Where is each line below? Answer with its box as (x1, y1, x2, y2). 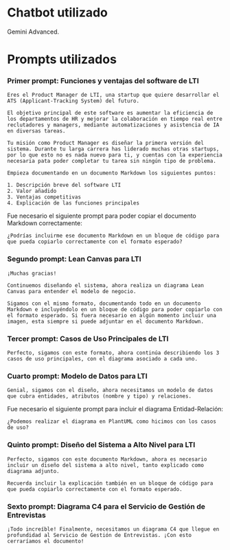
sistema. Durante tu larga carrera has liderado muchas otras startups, (7, 146, 220, 152)
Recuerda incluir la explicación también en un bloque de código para (7, 479, 214, 487)
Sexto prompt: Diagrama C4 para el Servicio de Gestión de (7, 501, 206, 511)
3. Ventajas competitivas (7, 194, 81, 200)
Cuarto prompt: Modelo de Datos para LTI (7, 371, 148, 380)
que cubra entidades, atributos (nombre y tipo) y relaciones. (7, 393, 192, 400)
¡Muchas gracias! (7, 270, 57, 277)
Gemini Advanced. (7, 27, 60, 36)
